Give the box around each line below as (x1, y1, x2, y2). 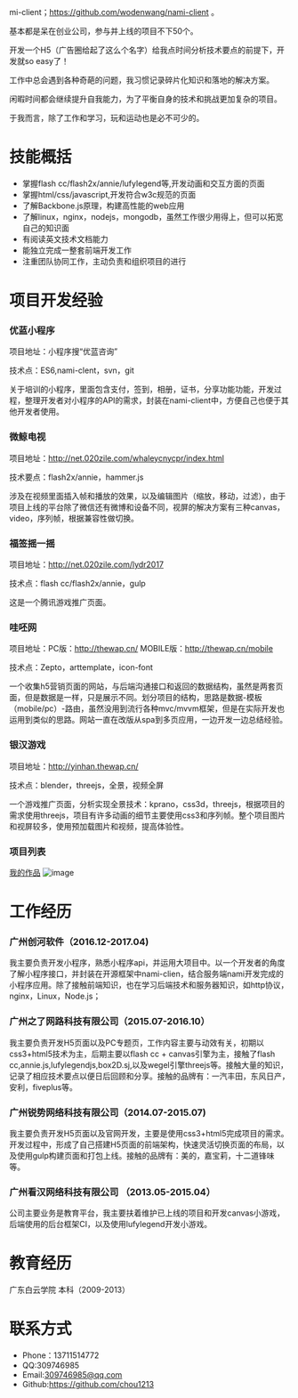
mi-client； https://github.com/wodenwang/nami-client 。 (9, 7, 220, 17)
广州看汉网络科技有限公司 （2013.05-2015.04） (9, 1185, 216, 1198)
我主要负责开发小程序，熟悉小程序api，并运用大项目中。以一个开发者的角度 (9, 958, 286, 968)
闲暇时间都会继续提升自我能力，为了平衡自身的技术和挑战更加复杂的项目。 (9, 93, 282, 104)
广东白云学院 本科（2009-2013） (9, 1284, 131, 1296)
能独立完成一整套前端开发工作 (21, 245, 132, 255)
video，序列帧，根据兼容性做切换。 (9, 513, 140, 523)
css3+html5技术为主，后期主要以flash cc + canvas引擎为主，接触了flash (9, 1048, 276, 1059)
